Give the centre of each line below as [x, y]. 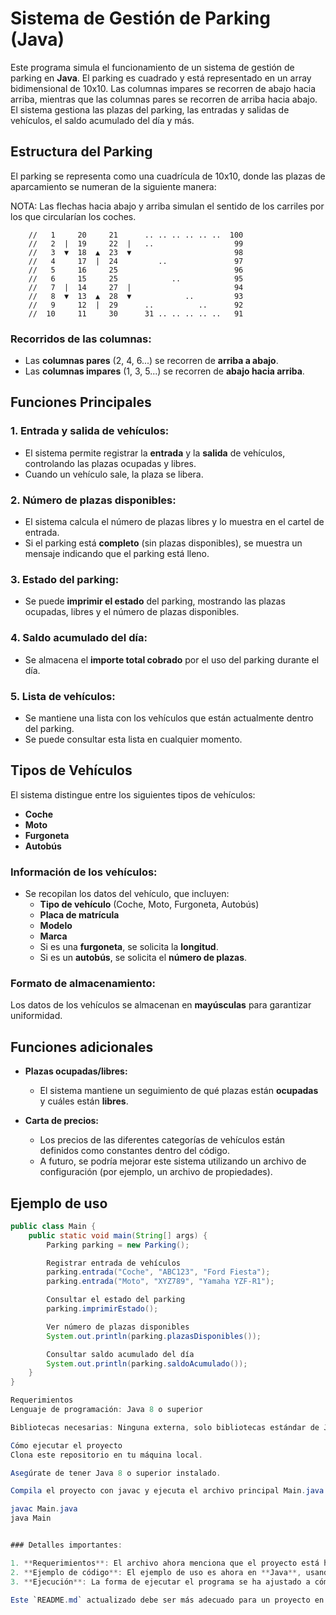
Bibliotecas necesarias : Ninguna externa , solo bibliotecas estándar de [165, 1427]
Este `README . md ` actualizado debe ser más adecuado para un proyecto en [167, 1600]
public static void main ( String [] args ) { [118, 1235]
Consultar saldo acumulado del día [120, 1354]
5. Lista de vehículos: [63, 696]
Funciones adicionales [82, 1047]
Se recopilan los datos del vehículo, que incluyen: [127, 894]
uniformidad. [36, 1016]
